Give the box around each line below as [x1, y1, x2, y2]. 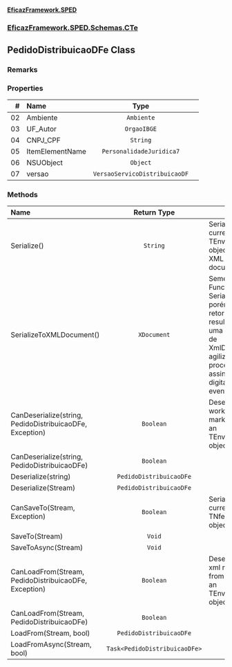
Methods [7, 190, 38, 200]
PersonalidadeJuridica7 [101, 147, 180, 156]
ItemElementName [26, 147, 86, 156]
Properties [7, 83, 43, 93]
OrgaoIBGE [124, 125, 157, 133]
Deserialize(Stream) [10, 483, 76, 493]
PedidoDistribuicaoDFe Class [7, 44, 136, 55]
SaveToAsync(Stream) [10, 543, 84, 553]
